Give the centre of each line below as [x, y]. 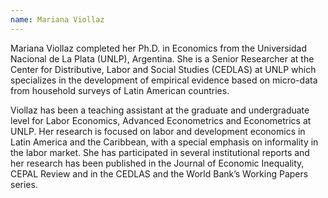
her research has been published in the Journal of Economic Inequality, [157, 163]
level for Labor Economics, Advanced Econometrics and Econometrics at [161, 120]
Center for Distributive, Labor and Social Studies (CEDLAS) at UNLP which [163, 69]
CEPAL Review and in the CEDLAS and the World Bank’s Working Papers [159, 173]
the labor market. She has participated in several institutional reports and [160, 152]
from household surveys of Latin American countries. [120, 90]
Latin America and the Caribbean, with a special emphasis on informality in [164, 142]
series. [24, 184]
